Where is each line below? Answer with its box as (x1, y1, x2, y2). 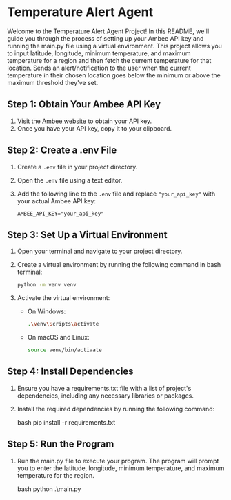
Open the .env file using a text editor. (17, 176, 123, 184)
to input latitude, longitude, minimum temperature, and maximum (7, 49, 191, 57)
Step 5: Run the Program (7, 438, 114, 450)
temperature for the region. (17, 471, 94, 479)
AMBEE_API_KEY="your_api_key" (17, 210, 105, 217)
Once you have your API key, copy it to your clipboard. (17, 124, 172, 132)
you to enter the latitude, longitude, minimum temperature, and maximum (17, 464, 225, 472)
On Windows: (27, 307, 66, 315)
